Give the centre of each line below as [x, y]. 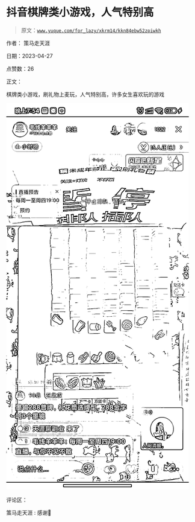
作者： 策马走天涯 [28, 43]
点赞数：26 [20, 68]
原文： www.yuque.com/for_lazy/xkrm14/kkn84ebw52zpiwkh [91, 30]
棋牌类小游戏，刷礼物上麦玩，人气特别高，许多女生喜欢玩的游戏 [85, 94]
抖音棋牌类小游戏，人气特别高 [80, 12]
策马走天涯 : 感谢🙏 [29, 512]
